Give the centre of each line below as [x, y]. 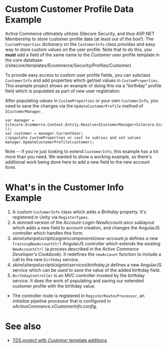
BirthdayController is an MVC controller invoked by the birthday [79, 275]
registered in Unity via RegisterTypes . [51, 217]
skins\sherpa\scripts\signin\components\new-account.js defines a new [85, 238]
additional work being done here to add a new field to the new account [78, 162]
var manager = [20, 120]
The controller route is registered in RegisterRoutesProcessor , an [79, 296]
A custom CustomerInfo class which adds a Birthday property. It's [79, 212]
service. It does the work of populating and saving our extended [78, 281]
